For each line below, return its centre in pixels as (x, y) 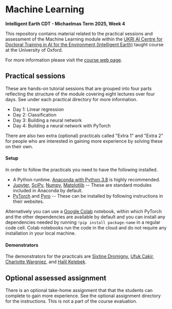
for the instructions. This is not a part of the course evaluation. (71, 301)
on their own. (19, 146)
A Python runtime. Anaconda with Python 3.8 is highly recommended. (87, 179)
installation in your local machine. (41, 233)
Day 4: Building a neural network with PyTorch (62, 125)
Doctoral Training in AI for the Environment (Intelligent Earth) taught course (84, 44)
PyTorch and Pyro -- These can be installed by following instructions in (88, 196)
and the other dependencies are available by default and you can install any (85, 217)
